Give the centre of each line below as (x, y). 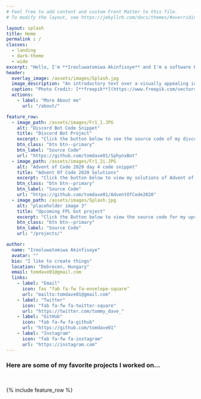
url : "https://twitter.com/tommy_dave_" (73, 311)
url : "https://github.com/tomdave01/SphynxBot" (77, 156)
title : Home (21, 33)
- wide (20, 61)
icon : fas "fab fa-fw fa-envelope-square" (76, 289)
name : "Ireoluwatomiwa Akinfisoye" (56, 250)
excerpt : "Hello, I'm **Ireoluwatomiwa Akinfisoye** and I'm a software (99, 67)
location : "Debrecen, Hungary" (51, 267)
